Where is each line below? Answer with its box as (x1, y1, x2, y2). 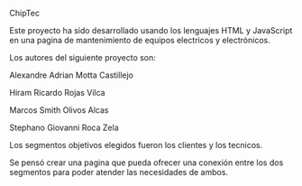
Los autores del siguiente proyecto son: (9, 52, 156, 62)
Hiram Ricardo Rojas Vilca (9, 88, 105, 98)
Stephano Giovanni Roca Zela (9, 122, 119, 133)
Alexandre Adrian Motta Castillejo (9, 70, 133, 80)
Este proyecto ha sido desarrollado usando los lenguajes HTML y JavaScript (9, 25, 293, 35)
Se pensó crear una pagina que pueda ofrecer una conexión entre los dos (9, 157, 284, 168)
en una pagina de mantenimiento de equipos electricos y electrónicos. (9, 35, 270, 45)
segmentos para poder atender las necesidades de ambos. (9, 167, 228, 177)
